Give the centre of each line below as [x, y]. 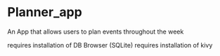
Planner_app [45, 12]
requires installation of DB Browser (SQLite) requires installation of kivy [110, 45]
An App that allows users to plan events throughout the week [96, 31]
